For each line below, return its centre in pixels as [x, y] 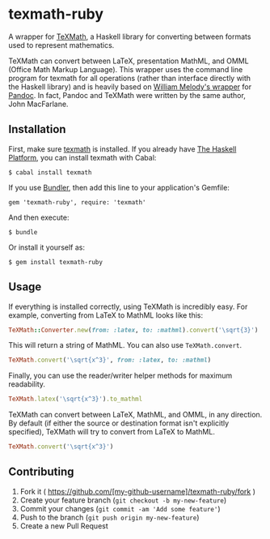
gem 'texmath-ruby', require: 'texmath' [78, 202]
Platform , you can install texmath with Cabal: [82, 157]
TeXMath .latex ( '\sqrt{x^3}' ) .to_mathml [76, 399]
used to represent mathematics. [61, 45]
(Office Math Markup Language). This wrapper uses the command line [126, 69]
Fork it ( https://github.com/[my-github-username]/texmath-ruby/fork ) [138, 491]
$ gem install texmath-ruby [56, 262]
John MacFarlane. [38, 104]
